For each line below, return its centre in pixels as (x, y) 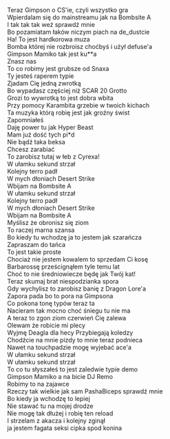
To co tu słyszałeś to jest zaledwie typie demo (73, 369)
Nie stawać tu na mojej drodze (50, 406)
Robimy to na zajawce (39, 384)
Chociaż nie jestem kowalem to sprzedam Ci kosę (78, 259)
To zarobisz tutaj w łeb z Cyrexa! (53, 157)
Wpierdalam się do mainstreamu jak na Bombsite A (79, 17)
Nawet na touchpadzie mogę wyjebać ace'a (70, 347)
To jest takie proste (34, 252)
